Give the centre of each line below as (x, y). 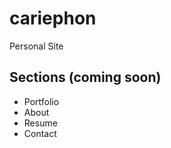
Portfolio (41, 101)
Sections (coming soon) (85, 77)
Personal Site (36, 46)
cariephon (53, 18)
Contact (40, 133)
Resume (40, 123)
